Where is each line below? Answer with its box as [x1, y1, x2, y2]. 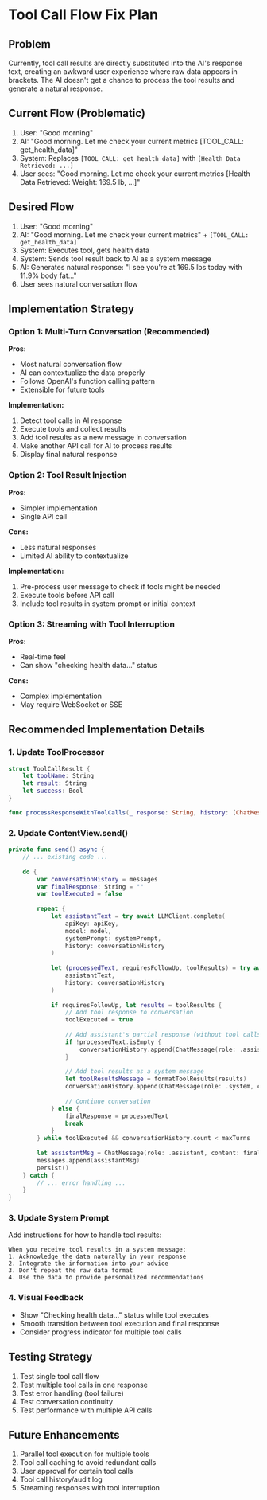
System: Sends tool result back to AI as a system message [19, 253, 212, 264]
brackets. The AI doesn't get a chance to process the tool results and [8, 76, 234, 84]
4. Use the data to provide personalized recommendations [8, 1274, 204, 1282]
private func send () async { [8, 846, 105, 854]
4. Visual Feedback [8, 1292, 84, 1303]
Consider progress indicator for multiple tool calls [19, 1327, 182, 1337]
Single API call [19, 511, 68, 521]
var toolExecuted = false [37, 890, 123, 898]
